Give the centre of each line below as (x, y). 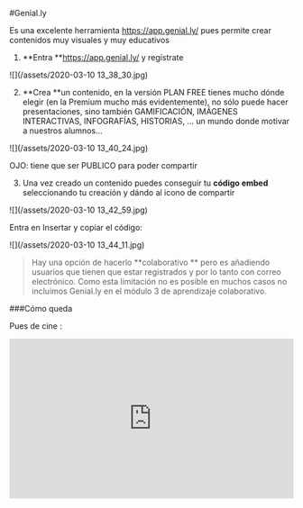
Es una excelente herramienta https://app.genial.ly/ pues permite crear (141, 30)
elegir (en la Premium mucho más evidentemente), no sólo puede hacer (155, 102)
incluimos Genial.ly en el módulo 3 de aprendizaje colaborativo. (149, 291)
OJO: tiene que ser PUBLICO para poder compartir (104, 165)
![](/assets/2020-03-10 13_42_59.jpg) (79, 210)
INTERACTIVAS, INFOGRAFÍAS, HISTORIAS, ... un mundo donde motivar (156, 121)
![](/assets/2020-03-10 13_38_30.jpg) (79, 75)
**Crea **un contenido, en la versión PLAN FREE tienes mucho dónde (153, 92)
